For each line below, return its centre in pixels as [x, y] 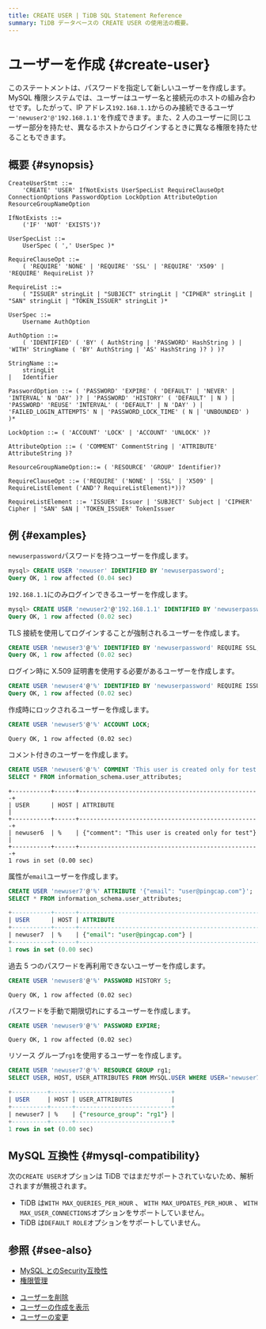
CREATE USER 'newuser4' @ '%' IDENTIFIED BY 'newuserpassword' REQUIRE [125, 686]
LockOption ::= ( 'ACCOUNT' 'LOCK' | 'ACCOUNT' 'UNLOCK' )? [110, 433]
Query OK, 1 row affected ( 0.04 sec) [70, 578]
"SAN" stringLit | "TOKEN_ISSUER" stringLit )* [88, 302]
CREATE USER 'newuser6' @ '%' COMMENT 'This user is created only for [123, 769]
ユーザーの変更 [44, 1317]
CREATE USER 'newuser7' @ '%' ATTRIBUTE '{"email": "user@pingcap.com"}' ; [131, 891]
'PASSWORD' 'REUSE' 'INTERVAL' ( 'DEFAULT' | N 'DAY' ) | [106, 405]
